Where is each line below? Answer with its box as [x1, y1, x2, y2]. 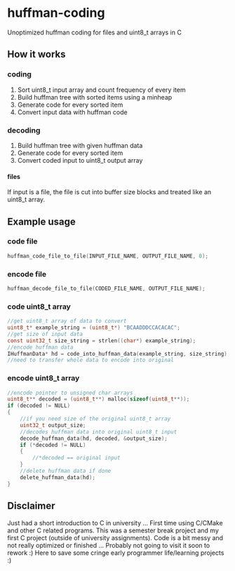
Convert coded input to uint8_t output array [17, 156, 143, 164]
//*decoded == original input [32, 455, 121, 462]
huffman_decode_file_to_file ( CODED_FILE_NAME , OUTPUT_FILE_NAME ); [7, 285, 206, 292]
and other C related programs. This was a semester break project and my [7, 526, 220, 535]
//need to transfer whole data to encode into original [7, 356, 174, 364]
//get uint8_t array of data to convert [7, 318, 128, 325]
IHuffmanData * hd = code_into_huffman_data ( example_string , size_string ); [7, 350, 231, 357]
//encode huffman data [7, 344, 74, 351]
